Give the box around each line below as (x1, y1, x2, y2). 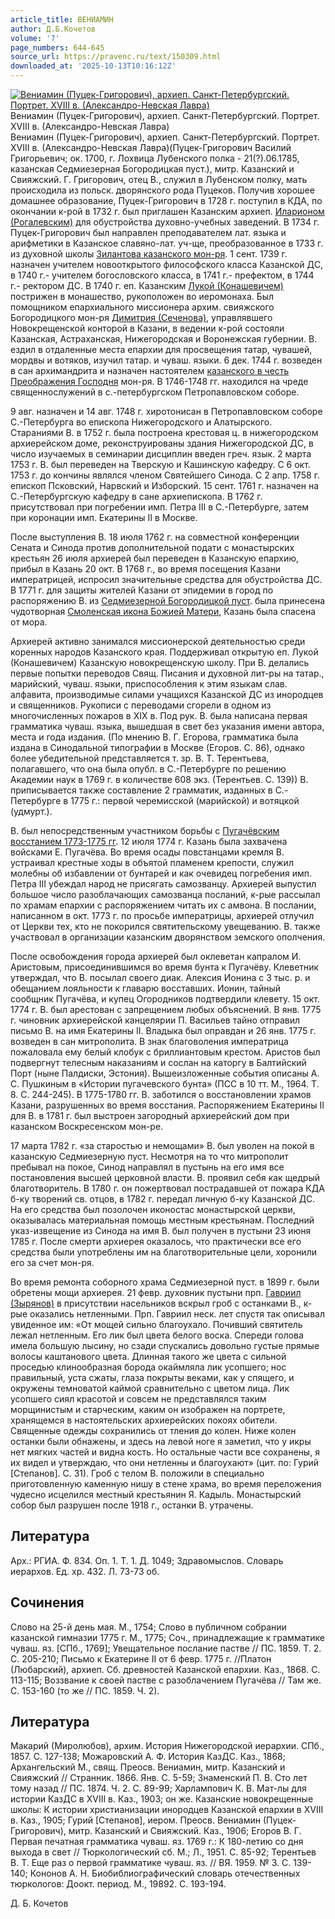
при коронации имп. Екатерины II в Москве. (10, 512, 198, 523)
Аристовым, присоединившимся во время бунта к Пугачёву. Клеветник (10, 961, 320, 973)
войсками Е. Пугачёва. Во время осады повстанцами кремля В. (10, 846, 285, 858)
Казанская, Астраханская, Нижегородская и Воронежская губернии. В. (10, 333, 318, 345)
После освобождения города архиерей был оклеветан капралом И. (10, 951, 302, 962)
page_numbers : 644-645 (10, 42, 105, 53)
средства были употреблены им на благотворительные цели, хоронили (10, 1246, 317, 1258)
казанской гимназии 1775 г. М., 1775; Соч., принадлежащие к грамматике (10, 1631, 325, 1643)
